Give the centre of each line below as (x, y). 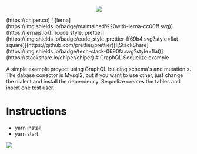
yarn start (26, 134)
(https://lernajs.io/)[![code (37, 33)
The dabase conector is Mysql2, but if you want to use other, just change (95, 75)
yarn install (28, 128)
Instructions (36, 111)
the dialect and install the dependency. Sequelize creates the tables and (93, 81)
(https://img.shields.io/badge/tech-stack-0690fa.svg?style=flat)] (85, 51)
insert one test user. (30, 88)
